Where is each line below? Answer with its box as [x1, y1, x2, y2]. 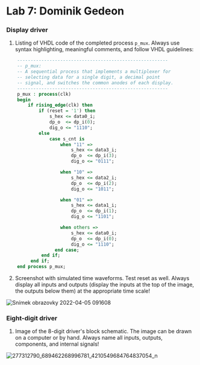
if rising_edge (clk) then [28, 102, 93, 108]
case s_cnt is [49, 136, 85, 142]
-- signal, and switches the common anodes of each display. [17, 80, 173, 86]
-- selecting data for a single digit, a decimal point [17, 74, 161, 81]
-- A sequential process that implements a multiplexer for [17, 69, 171, 75]
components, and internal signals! [14, 340, 99, 348]
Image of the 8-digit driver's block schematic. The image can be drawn [14, 328, 192, 335]
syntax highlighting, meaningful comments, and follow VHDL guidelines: [14, 46, 194, 53]
